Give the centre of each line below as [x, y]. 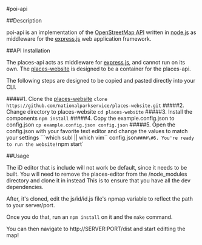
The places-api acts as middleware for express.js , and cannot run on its [96, 62]
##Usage [18, 156]
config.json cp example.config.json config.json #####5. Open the [91, 125]
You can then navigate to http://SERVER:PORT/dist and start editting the [96, 229]
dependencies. [25, 187]
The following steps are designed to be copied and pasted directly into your [101, 81]
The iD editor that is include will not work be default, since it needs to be [97, 167]
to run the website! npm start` [45, 144]
